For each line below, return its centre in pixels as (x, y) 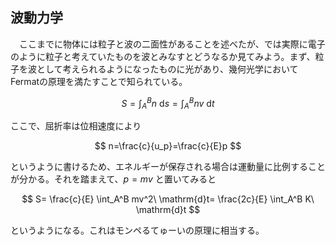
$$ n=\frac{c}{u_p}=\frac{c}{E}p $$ (168, 146)
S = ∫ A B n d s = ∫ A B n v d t (168, 103)
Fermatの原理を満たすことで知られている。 (99, 81)
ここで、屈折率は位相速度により (76, 126)
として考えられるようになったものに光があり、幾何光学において (167, 69)
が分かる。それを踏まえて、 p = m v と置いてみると (113, 179)
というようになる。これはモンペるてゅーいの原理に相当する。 (137, 230)
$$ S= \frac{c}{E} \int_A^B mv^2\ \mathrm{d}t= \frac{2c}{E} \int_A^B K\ (168, 199)
